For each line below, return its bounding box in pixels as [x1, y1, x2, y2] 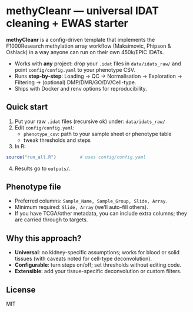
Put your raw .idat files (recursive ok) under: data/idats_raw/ [14, 118, 166, 125]
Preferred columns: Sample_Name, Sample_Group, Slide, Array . [14, 197, 168, 204]
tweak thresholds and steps [23, 137, 91, 144]
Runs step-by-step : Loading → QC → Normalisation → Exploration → [14, 72, 182, 79]
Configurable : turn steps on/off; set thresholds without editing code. [14, 261, 182, 268]
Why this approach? [6, 233, 82, 243]
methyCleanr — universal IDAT [6, 4, 159, 18]
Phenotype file [6, 182, 62, 192]
